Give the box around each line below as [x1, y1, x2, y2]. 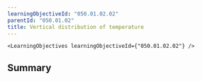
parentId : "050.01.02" [7, 17, 74, 24]
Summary [7, 61, 52, 74]
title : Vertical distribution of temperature [7, 23, 144, 30]
